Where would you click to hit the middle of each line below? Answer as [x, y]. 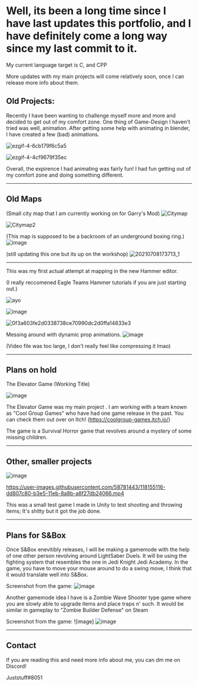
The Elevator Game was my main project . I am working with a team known [97, 407]
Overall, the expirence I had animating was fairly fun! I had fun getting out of [99, 168]
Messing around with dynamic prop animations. [64, 334]
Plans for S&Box [36, 535]
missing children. [27, 437]
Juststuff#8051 [24, 677]
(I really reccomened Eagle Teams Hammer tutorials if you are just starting [96, 282]
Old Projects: [30, 101]
